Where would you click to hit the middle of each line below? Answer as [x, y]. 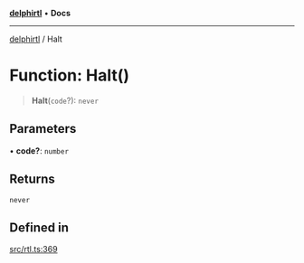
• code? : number [39, 150]
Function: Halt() [69, 75]
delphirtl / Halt [36, 39]
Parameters [43, 129]
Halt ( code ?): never [65, 100]
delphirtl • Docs [40, 13]
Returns [33, 179]
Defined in [39, 227]
